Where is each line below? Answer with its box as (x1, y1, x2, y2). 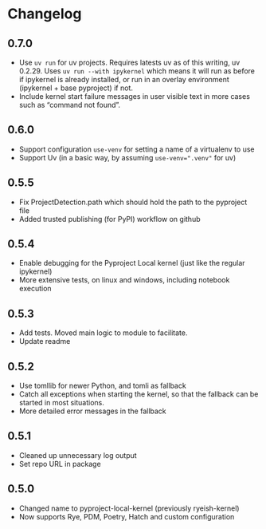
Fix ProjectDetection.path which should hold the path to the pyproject (18, 197, 248, 207)
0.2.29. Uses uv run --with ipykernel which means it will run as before (18, 66, 256, 76)
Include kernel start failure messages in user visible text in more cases (18, 92, 250, 101)
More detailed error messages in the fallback (18, 406, 166, 416)
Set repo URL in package (18, 459, 101, 468)
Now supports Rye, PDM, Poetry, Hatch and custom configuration (18, 511, 235, 521)
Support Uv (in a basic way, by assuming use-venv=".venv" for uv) (18, 152, 237, 162)
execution (18, 284, 53, 294)
